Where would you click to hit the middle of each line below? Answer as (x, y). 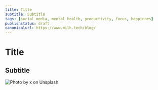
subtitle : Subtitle (25, 14)
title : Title (19, 10)
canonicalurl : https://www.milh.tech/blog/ (51, 28)
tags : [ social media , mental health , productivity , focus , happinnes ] (79, 19)
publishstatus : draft (27, 23)
